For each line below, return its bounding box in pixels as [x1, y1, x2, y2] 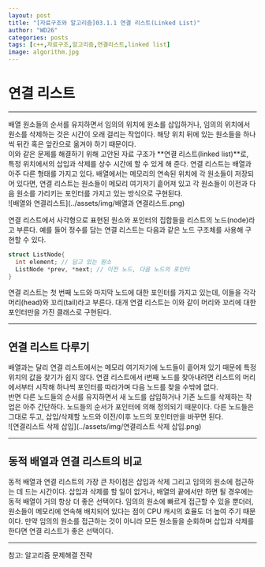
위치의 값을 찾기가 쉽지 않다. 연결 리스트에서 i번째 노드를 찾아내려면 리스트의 [8, 372, 241, 382]
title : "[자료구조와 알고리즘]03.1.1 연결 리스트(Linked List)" [8, 19, 201, 27]
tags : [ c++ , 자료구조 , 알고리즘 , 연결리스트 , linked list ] [8, 41, 171, 49]
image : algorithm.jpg [8, 48, 80, 56]
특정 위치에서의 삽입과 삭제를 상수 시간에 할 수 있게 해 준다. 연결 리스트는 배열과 [8, 159, 252, 168]
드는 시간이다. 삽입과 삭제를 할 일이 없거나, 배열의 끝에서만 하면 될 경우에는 [24, 487, 254, 497]
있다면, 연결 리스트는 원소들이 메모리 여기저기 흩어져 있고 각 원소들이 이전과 [16, 178, 248, 188]
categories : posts [8, 33, 69, 42]
